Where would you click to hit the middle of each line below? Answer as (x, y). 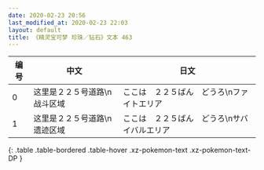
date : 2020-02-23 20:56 (47, 15)
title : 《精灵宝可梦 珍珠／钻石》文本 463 (70, 37)
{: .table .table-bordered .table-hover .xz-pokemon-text (98, 150)
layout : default (35, 30)
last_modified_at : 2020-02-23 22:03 (68, 23)
